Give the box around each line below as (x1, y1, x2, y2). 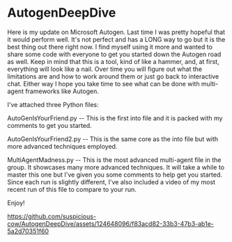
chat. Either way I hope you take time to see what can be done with (7, 79, 200, 88)
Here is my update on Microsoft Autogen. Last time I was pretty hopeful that (7, 28, 225, 36)
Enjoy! (7, 198, 26, 207)
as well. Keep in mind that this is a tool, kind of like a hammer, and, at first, (7, 57, 219, 65)
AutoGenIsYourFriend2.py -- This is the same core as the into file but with (7, 134, 219, 143)
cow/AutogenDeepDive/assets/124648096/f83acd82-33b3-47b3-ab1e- (7, 219, 214, 227)
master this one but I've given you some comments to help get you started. (7, 170, 223, 179)
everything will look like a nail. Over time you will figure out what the (7, 65, 203, 73)
